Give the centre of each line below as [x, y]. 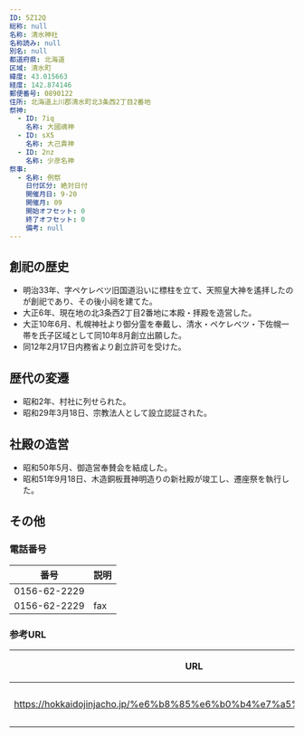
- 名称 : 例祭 [39, 177]
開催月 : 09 [44, 203]
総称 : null [28, 26]
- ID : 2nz [36, 152]
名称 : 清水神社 [34, 34]
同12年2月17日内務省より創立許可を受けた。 [104, 347]
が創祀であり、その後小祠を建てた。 [90, 302]
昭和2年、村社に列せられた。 [76, 402]
